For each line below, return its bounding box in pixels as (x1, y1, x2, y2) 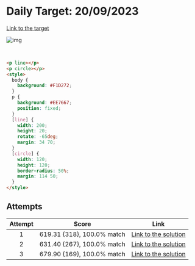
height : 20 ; (17, 128, 48, 134)
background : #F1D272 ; (17, 82, 72, 89)
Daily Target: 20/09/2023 (6, 4, 139, 18)
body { (12, 77, 29, 83)
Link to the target (6, 24, 49, 32)
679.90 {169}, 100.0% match (39, 250, 126, 258)
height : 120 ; (17, 162, 51, 168)
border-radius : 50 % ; (17, 168, 69, 174)
